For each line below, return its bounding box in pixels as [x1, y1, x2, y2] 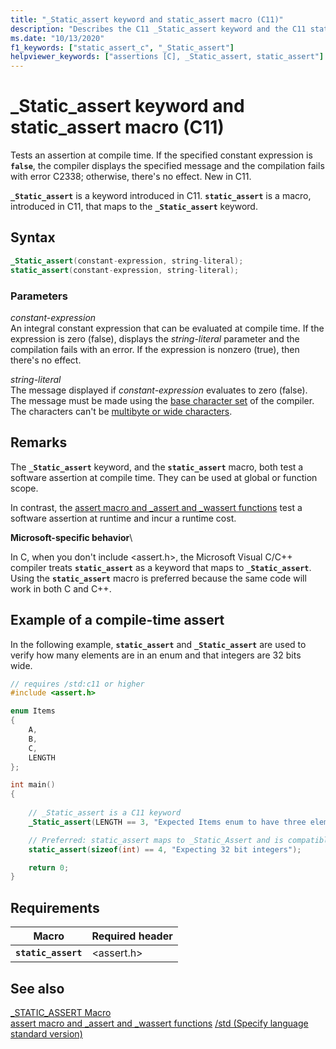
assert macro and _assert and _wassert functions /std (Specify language [10, 1017, 309, 1029]
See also [10, 980, 65, 997]
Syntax [10, 229, 56, 246]
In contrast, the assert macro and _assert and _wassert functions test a [10, 501, 303, 513]
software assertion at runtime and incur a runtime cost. [10, 512, 237, 524]
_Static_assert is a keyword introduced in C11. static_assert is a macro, [10, 190, 312, 202]
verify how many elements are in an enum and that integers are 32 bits [10, 649, 302, 661]
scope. [10, 482, 39, 494]
